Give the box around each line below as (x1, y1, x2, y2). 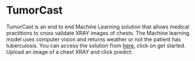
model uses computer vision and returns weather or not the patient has (6, 36, 181, 43)
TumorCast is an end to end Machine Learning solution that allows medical (6, 23, 190, 30)
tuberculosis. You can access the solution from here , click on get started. (6, 42, 186, 49)
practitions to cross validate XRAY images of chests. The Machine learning (6, 29, 190, 36)
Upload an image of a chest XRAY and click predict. (6, 48, 133, 55)
